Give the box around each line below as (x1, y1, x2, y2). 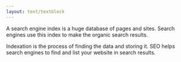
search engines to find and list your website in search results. (6, 48, 156, 56)
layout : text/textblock (6, 8, 65, 15)
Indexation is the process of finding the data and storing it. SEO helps (6, 43, 176, 50)
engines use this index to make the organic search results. (6, 31, 148, 38)
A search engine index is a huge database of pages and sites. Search (6, 25, 175, 32)
